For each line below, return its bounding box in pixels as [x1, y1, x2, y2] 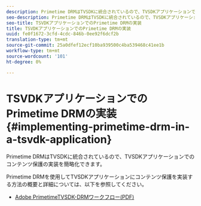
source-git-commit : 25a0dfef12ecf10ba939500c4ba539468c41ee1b [6, 43, 165, 49]
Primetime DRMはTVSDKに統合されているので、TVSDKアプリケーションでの [6, 153, 195, 160]
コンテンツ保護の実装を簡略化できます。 [6, 160, 106, 168]
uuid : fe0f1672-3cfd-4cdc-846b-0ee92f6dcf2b [6, 31, 119, 37]
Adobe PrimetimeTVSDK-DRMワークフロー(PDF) [14, 193, 135, 201]
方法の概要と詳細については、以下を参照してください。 [11, 181, 148, 188]
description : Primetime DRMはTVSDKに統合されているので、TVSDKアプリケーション [6, 8, 191, 15]
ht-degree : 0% [6, 59, 42, 65]
